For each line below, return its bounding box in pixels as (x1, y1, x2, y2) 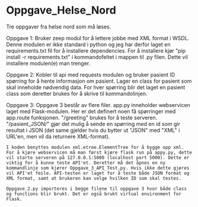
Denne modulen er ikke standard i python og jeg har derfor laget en (6, 41, 171, 48)
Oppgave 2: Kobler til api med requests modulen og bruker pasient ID (6, 71, 175, 78)
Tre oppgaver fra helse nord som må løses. (6, 23, 111, 30)
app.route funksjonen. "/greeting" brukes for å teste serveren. (6, 114, 158, 121)
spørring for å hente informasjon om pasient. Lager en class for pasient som (6, 77, 192, 85)
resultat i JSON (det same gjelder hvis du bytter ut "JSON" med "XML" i (6, 127, 180, 134)
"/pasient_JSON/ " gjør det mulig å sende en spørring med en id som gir (6, 120, 181, 127)
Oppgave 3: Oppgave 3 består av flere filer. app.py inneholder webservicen (6, 101, 191, 108)
